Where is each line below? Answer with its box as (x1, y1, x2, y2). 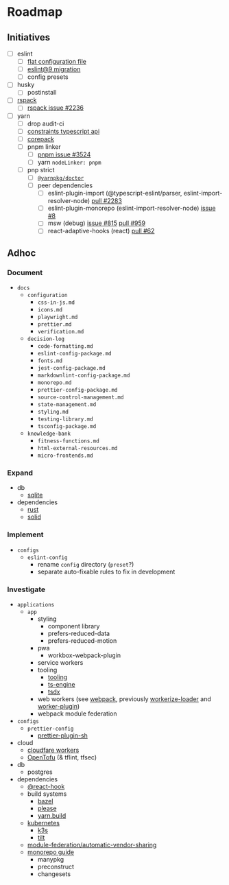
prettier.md (37, 321, 72, 328)
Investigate (7, 585, 46, 594)
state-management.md (37, 401, 97, 408)
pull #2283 (91, 197, 122, 205)
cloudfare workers (27, 746, 80, 754)
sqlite (27, 491, 43, 499)
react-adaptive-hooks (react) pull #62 (47, 227, 155, 235)
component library (47, 622, 100, 630)
